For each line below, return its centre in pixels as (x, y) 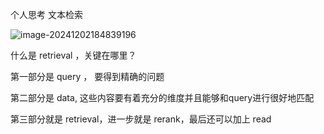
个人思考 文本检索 (46, 14)
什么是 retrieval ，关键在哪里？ (73, 55)
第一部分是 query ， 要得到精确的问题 (87, 76)
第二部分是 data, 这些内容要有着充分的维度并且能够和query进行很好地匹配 (162, 97)
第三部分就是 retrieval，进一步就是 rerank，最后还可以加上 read (141, 119)
